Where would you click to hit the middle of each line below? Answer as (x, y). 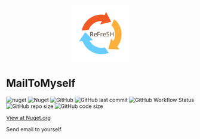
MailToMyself (41, 83)
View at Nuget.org (28, 118)
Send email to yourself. (34, 129)
